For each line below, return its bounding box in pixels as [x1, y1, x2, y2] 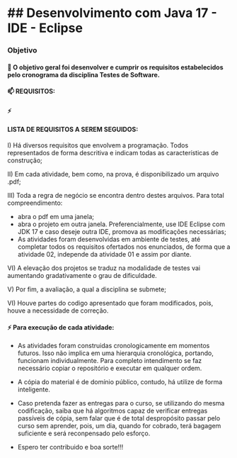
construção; [7, 156, 42, 164]
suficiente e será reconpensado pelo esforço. [17, 429, 151, 437]
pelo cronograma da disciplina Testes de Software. [7, 70, 161, 79]
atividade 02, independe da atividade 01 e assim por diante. [17, 250, 192, 259]
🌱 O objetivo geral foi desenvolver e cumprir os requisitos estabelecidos [7, 62, 224, 72]
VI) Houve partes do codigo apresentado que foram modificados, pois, [7, 299, 214, 308]
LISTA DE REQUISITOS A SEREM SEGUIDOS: [7, 125, 139, 134]
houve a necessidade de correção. [7, 306, 109, 315]
